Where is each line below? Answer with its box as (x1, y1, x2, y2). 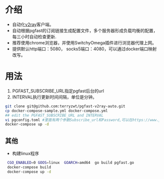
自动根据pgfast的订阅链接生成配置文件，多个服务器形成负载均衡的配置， (12, 27, 158, 33)
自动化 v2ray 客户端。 (12, 21, 54, 27)
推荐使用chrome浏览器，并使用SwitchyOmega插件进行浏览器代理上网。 (12, 40, 157, 45)
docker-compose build (7, 164, 51, 170)
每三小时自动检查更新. (12, 34, 57, 40)
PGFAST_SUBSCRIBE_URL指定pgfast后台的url (12, 88, 104, 94)
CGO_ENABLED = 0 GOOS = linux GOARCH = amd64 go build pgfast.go (7, 160, 134, 165)
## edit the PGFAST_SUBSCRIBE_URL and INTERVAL (5, 113, 104, 118)
